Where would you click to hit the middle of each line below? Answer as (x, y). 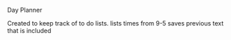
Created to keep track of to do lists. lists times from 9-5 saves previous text (115, 23)
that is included (29, 31)
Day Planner (25, 10)
